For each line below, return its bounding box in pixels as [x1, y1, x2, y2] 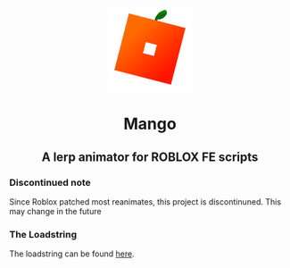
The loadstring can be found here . [9, 248, 136, 259]
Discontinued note [9, 176, 91, 188]
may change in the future [9, 205, 102, 216]
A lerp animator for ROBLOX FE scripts [41, 149, 259, 164]
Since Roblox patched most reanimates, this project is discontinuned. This [9, 196, 282, 207]
